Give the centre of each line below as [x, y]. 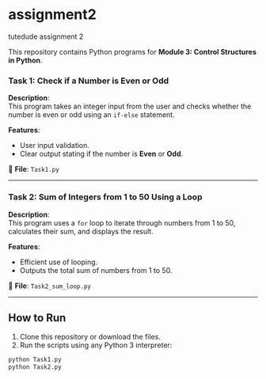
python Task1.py [35, 360]
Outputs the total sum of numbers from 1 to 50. [96, 270]
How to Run [37, 318]
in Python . [25, 60]
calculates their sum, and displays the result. [81, 231]
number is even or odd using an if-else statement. [92, 115]
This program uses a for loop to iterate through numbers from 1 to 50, [122, 222]
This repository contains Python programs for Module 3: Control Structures [133, 51]
